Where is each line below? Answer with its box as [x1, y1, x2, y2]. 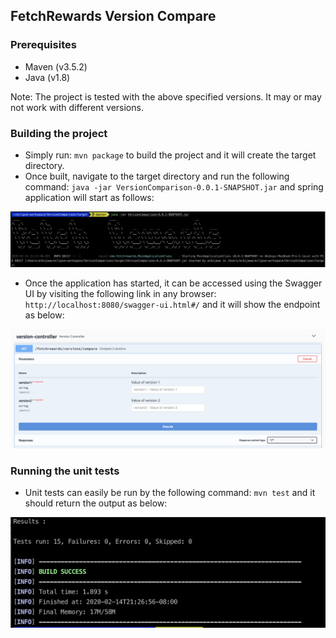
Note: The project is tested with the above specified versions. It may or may [10, 90, 322, 103]
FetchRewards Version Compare [10, 8, 217, 25]
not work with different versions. [10, 101, 144, 113]
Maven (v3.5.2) [24, 60, 88, 73]
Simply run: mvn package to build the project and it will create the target [24, 149, 317, 161]
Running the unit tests [10, 464, 120, 478]
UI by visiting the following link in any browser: [24, 288, 217, 300]
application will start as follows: [24, 191, 155, 203]
